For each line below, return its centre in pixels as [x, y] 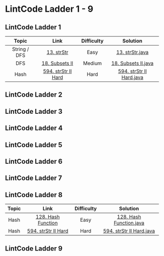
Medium [92, 63]
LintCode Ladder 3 [34, 111]
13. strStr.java [133, 52]
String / [20, 49]
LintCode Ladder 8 [34, 195]
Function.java [129, 223]
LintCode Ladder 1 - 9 [49, 9]
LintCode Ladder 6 [34, 161]
